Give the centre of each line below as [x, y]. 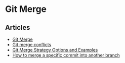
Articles [18, 28]
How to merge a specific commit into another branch [66, 55]
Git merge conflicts [32, 45]
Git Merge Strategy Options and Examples [55, 50]
